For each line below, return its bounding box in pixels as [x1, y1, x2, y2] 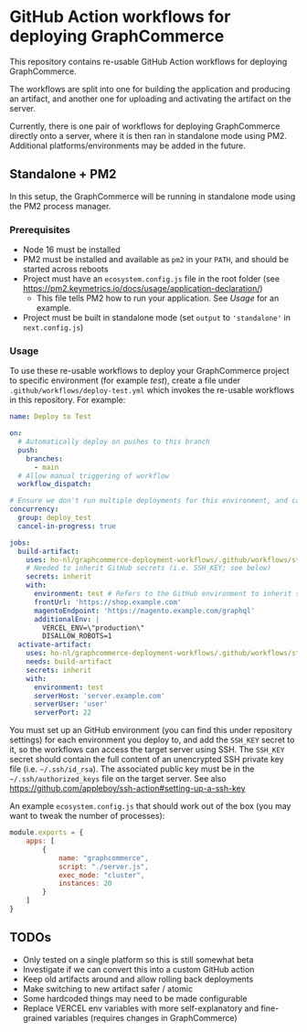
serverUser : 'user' [33, 699, 108, 709]
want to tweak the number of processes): [9, 811, 165, 822]
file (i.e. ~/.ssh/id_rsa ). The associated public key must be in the [9, 763, 255, 774]
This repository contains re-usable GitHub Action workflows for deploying [9, 56, 288, 67]
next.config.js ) [22, 322, 84, 333]
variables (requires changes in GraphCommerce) [53, 1012, 238, 1023]
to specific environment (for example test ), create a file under [9, 375, 241, 386]
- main [33, 463, 59, 472]
